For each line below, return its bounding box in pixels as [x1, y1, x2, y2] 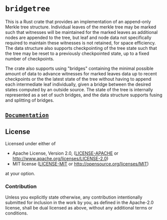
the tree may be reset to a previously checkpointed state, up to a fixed [5, 50, 150, 56]
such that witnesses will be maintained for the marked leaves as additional [5, 29, 158, 35]
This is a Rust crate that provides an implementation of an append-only [5, 18, 151, 24]
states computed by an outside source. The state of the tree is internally [5, 86, 153, 92]
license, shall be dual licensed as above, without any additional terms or [5, 205, 153, 211]
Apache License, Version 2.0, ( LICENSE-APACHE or [12, 150, 119, 156]
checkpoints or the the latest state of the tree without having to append [5, 76, 152, 82]
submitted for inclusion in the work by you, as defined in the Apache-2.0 [5, 200, 154, 206]
